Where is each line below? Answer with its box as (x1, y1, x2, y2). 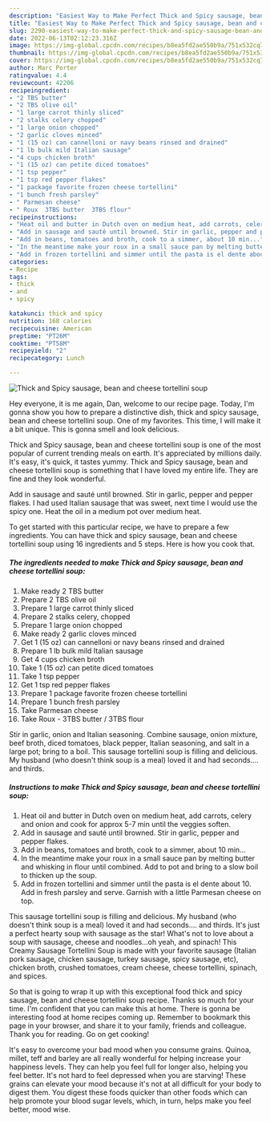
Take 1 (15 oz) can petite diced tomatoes (20, 662, 155, 672)
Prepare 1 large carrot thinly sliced (20, 603, 135, 613)
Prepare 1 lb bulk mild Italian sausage (20, 646, 143, 655)
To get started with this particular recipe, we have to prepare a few (9, 522, 229, 532)
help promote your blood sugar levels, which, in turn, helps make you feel (9, 1096, 252, 1105)
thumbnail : (9, 49, 46, 57)
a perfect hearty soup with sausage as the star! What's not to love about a (9, 928, 254, 938)
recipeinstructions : (9, 213, 79, 221)
